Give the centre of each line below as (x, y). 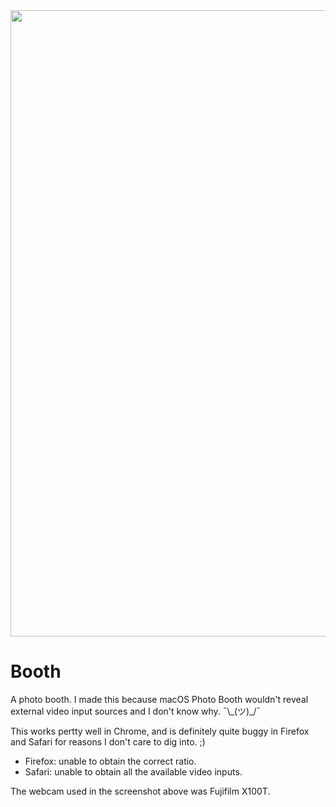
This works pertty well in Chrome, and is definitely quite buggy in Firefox (160, 731)
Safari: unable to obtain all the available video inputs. (133, 771)
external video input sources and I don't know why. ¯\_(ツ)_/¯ (136, 711)
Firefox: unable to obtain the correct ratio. (110, 761)
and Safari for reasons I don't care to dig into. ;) (108, 741)
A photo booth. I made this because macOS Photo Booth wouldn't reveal (159, 699)
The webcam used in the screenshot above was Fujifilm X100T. (140, 791)
